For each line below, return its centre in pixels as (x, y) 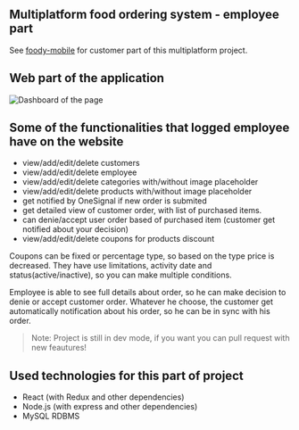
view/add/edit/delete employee (79, 172)
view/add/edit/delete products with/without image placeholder (137, 192)
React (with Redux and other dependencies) (103, 397)
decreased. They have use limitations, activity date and (111, 266)
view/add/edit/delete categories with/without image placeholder (140, 182)
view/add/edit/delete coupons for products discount (118, 239)
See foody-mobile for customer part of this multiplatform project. (129, 50)
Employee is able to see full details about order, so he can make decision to (148, 293)
